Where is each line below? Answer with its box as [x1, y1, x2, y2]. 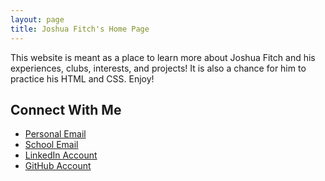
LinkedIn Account [24, 149, 98, 161]
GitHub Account [24, 160, 92, 172]
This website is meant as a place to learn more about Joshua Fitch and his [10, 51, 316, 63]
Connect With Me [10, 101, 122, 118]
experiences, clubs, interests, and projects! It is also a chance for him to [10, 62, 307, 74]
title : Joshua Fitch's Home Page [10, 24, 150, 34]
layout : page [10, 14, 65, 25]
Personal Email [24, 128, 87, 140]
